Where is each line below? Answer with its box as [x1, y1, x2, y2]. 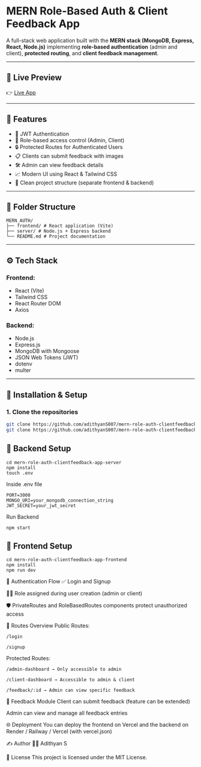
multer [14, 367, 31, 374]
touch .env [6, 470, 33, 476]
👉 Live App [6, 89, 36, 96]
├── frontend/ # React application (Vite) [6, 223, 114, 229]
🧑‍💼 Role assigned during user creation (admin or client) [6, 590, 142, 597]
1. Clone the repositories [6, 408, 78, 416]
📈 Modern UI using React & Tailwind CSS [14, 170, 118, 178]
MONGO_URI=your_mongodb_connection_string [6, 497, 114, 504]
